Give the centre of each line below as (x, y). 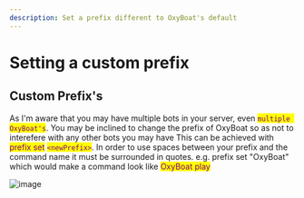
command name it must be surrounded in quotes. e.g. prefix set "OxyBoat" (149, 156)
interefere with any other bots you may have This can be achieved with (142, 137)
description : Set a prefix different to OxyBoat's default (123, 18)
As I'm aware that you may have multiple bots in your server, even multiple (150, 118)
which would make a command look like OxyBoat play (110, 166)
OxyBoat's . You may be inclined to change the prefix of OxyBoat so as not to (152, 127)
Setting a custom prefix (99, 62)
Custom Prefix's (56, 96)
